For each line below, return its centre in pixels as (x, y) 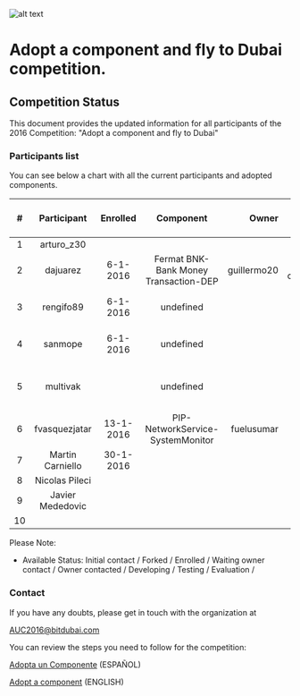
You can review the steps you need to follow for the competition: (128, 647)
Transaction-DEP (182, 282)
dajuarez (63, 270)
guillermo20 (253, 270)
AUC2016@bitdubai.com (54, 630)
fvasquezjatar (63, 429)
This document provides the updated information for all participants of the (146, 123)
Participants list (44, 156)
